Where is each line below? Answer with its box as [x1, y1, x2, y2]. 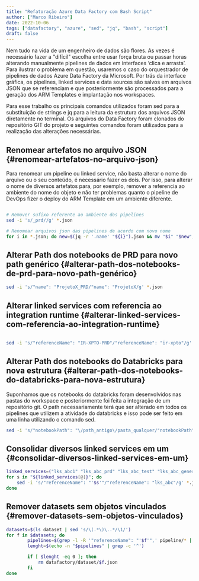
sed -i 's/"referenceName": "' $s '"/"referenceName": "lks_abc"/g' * [17, 480, 190, 486]
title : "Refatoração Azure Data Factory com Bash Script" [6, 8, 152, 15]
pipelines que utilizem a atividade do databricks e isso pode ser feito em [6, 410, 182, 417]
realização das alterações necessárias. [6, 128, 102, 135]
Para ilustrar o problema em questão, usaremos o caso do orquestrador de [6, 66, 188, 73]
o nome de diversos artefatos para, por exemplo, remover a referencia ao [6, 182, 185, 190]
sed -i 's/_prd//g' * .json [6, 217, 73, 223]
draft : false [6, 31, 38, 37]
